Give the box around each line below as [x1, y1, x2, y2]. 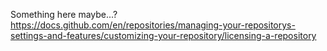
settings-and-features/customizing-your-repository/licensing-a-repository [10, 30, 317, 41]
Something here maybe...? [10, 9, 118, 20]
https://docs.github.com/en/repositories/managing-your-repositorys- [10, 19, 296, 31]
